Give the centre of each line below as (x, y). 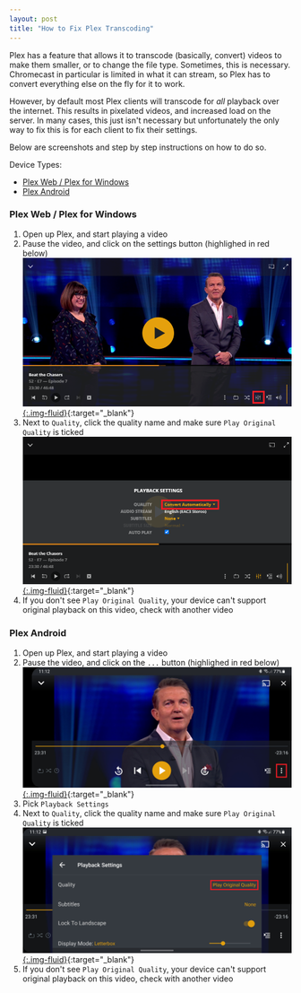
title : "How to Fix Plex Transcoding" (82, 28)
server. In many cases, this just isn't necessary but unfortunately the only (144, 120)
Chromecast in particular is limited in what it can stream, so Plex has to (140, 74)
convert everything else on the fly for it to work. (97, 83)
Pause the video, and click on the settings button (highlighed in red (146, 243)
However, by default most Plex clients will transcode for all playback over (144, 101)
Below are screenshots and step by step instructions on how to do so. (138, 147)
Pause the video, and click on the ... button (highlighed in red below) (151, 662)
